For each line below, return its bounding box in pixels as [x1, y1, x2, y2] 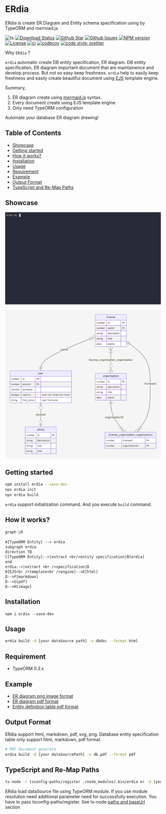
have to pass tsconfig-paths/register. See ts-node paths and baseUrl [5, 799, 145, 805]
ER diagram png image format [12, 693, 73, 699]
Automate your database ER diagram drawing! [5, 114, 99, 120]
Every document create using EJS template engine [12, 99, 116, 105]
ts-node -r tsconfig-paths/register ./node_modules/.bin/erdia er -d [5, 779, 152, 785]
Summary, [5, 84, 26, 90]
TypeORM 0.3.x [12, 666, 44, 672]
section [5, 804, 21, 810]
